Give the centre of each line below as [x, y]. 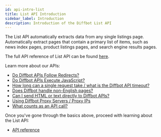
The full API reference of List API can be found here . [57, 57]
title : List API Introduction [36, 14]
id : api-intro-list [25, 9]
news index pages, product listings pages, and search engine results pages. [81, 47]
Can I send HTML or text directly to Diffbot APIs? [61, 96]
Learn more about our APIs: [32, 66]
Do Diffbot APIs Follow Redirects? [46, 75]
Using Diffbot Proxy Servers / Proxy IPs [51, 101]
